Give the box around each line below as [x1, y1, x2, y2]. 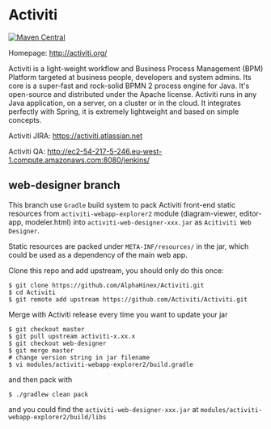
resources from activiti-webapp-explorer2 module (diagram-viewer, [8, 208, 238, 218]
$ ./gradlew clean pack [8, 390, 89, 398]
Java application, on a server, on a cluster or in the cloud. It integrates [8, 98, 241, 107]
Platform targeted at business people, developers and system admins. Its [8, 72, 252, 82]
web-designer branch [8, 179, 121, 192]
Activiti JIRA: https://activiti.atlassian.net [8, 131, 143, 141]
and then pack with [8, 374, 73, 385]
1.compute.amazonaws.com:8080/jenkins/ [8, 155, 150, 165]
